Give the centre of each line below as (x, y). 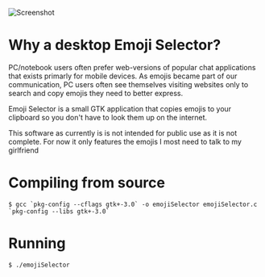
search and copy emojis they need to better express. (96, 93)
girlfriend (23, 150)
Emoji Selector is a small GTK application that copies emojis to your (120, 108)
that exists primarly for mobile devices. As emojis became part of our (123, 76)
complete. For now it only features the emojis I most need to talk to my (125, 141)
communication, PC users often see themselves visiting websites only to (128, 84)
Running (37, 243)
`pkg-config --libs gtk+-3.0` (59, 211)
